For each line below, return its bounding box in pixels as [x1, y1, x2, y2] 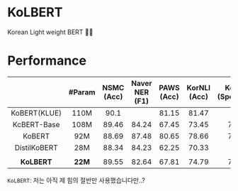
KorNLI [186, 82, 211, 92]
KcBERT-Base [12, 119, 60, 129]
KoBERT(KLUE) [11, 108, 62, 118]
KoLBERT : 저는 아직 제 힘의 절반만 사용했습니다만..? [7, 175, 145, 185]
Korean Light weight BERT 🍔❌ [7, 28, 93, 36]
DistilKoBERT [14, 143, 58, 153]
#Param [68, 87, 96, 97]
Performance [7, 53, 87, 69]
